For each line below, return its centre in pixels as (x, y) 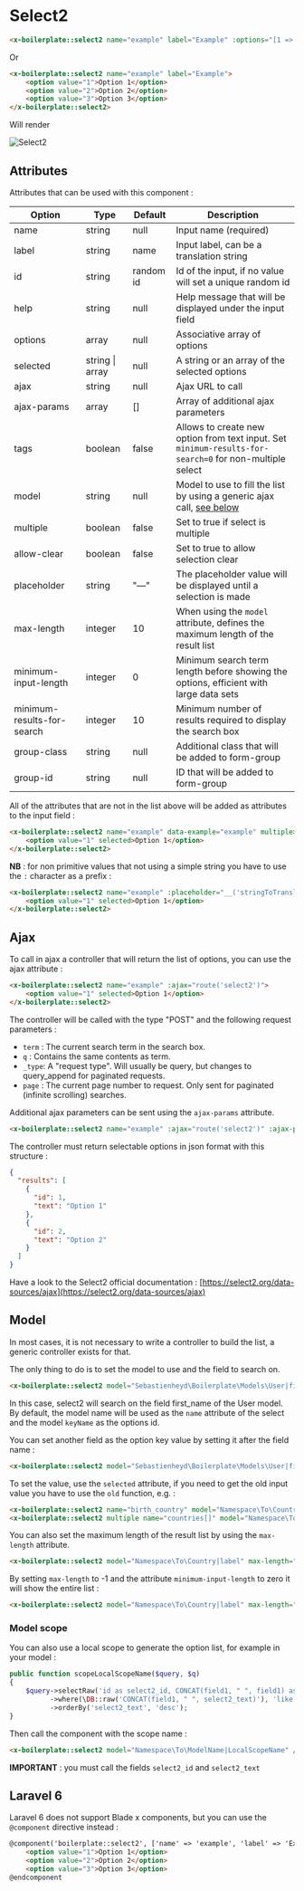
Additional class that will (227, 746)
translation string (212, 256)
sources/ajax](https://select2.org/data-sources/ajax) (108, 1292)
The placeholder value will (232, 574)
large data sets (208, 694)
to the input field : (42, 815)
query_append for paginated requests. (94, 1075)
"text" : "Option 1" (70, 1206)
